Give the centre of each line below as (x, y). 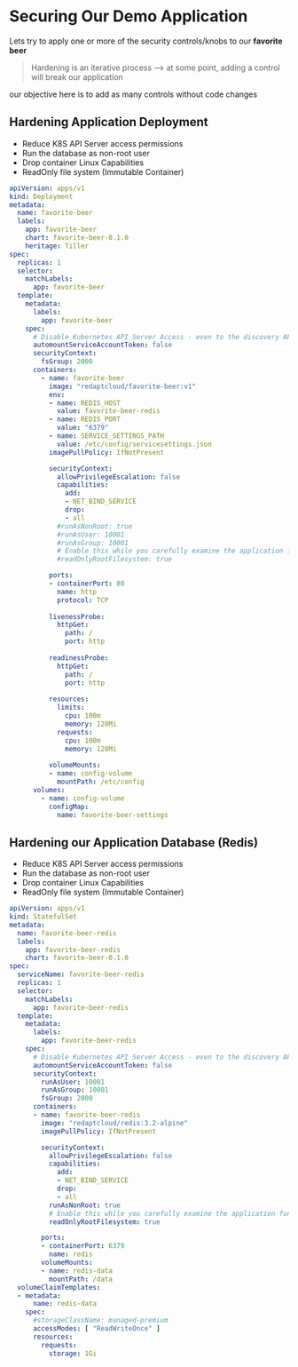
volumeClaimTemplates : (59, 1287)
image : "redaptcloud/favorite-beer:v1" (122, 386)
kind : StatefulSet (43, 917)
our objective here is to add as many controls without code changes (133, 94)
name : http (77, 592)
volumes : (49, 790)
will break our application (77, 76)
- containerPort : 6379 (83, 1246)
